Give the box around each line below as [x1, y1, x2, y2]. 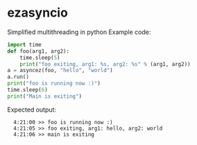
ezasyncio [7, 5, 68, 21]
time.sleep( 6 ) [7, 87, 49, 94]
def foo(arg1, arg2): [7, 47, 70, 55]
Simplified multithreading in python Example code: [7, 28, 151, 36]
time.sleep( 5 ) [19, 54, 60, 61]
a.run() [7, 74, 30, 80]
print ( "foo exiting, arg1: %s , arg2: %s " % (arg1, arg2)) [19, 60, 191, 67]
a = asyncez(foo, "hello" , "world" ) [7, 67, 113, 74]
